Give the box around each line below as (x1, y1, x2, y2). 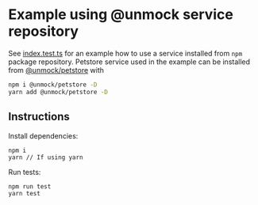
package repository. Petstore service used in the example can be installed (8, 57, 251, 66)
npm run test (8, 182, 52, 191)
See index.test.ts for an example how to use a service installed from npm (8, 48, 243, 58)
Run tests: (8, 167, 41, 177)
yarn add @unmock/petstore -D (8, 88, 109, 96)
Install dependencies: (8, 131, 79, 140)
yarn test (8, 189, 41, 197)
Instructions (8, 110, 70, 123)
